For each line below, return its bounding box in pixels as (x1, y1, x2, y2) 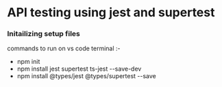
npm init (16, 58, 40, 66)
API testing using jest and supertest (7, 5, 215, 20)
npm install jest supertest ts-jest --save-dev (16, 65, 142, 73)
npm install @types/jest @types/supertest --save (16, 72, 156, 80)
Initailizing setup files (7, 29, 80, 39)
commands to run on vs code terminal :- (7, 44, 121, 52)
